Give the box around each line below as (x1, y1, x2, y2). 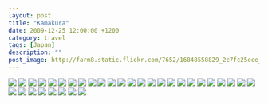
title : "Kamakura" (8, 19, 69, 27)
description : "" (8, 48, 62, 56)
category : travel (8, 33, 66, 42)
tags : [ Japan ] (8, 41, 56, 49)
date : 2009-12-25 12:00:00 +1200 (8, 26, 120, 34)
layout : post (8, 11, 52, 20)
